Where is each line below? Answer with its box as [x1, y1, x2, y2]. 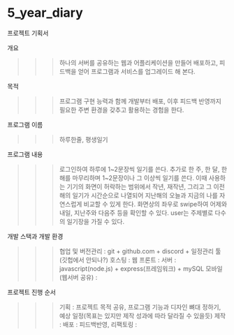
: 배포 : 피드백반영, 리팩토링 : [59, 320, 138, 329]
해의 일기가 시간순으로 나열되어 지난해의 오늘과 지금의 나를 [59, 191, 218, 200]
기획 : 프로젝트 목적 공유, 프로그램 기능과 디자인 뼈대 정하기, [59, 302, 221, 311]
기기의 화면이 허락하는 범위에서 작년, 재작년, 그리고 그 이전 [66, 182, 225, 191]
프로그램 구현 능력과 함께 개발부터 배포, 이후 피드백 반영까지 [59, 96, 221, 105]
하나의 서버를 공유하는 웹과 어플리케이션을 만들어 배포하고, [59, 58, 218, 67]
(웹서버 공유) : [59, 273, 98, 281]
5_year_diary [7, 5, 84, 21]
